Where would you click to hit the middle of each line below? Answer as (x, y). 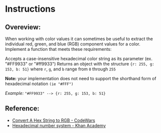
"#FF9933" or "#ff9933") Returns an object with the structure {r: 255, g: (80, 64)
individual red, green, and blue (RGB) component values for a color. (73, 44)
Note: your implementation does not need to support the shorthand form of (81, 78)
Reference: (22, 109)
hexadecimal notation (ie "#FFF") (39, 84)
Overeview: (23, 27)
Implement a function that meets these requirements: (58, 49)
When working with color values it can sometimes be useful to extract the (79, 39)
